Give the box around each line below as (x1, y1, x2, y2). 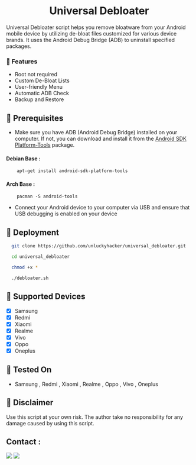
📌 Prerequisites (6, 113, 64, 123)
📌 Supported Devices (6, 292, 86, 302)
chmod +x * (11, 264, 38, 270)
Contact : (6, 437, 41, 447)
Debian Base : (6, 155, 41, 162)
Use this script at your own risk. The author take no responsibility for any (6, 413, 184, 421)
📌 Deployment (6, 227, 59, 237)
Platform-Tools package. (14, 141, 75, 148)
